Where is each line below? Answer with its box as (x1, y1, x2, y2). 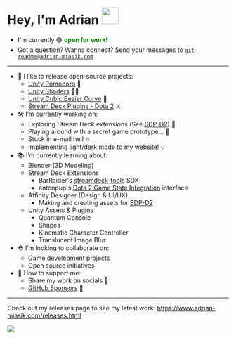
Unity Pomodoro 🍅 (27, 79, 81, 88)
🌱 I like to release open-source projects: (17, 72, 133, 80)
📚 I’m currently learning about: (17, 151, 108, 159)
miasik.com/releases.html (7, 311, 81, 320)
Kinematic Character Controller (38, 228, 129, 237)
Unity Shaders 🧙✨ (27, 86, 79, 95)
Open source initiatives (27, 261, 95, 270)
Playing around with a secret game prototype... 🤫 (27, 127, 170, 136)
